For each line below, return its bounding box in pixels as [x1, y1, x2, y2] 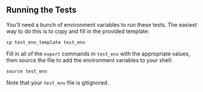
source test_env [6, 68, 47, 74]
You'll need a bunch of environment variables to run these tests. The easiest [6, 21, 198, 28]
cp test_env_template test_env [6, 39, 86, 45]
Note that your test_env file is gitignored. [6, 79, 109, 86]
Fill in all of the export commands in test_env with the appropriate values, [6, 50, 190, 57]
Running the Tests [6, 5, 77, 15]
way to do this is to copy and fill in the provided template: [6, 27, 150, 35]
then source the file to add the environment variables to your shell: [6, 56, 173, 63]
